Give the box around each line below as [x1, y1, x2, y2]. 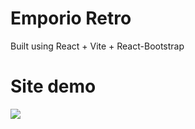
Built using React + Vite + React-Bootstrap [10, 40, 185, 52]
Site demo [10, 75, 97, 98]
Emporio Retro [10, 7, 132, 30]
